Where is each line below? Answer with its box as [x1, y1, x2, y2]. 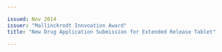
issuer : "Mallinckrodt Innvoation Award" [7, 22, 127, 29]
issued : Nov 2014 [7, 16, 57, 22]
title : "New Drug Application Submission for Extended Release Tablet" [7, 28, 216, 35]
